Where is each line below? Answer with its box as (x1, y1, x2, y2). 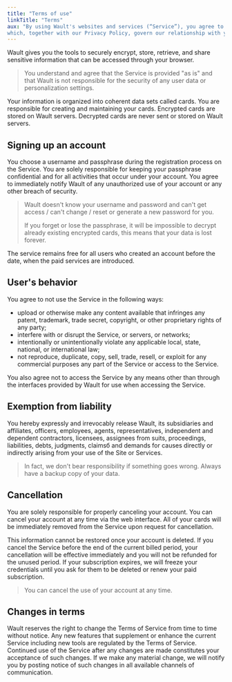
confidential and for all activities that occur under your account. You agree (7, 172, 219, 181)
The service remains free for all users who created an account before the (7, 250, 215, 258)
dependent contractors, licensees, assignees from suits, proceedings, (7, 434, 206, 442)
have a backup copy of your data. (23, 469, 120, 477)
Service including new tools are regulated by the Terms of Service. (7, 639, 197, 647)
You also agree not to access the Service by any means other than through (7, 373, 220, 381)
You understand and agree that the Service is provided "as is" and (23, 69, 213, 77)
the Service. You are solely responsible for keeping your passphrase (7, 165, 202, 174)
